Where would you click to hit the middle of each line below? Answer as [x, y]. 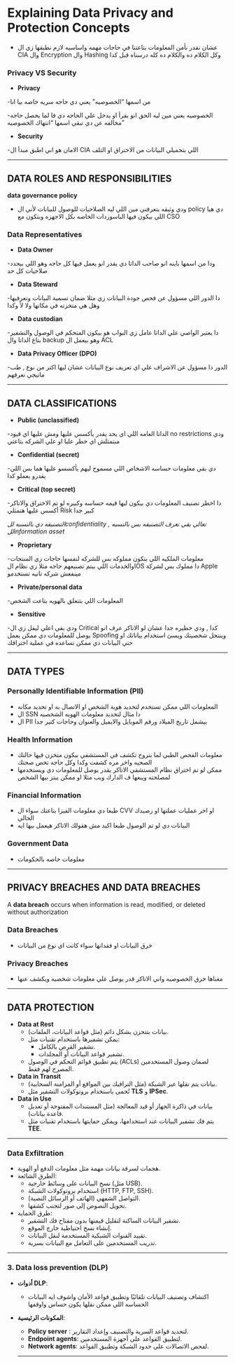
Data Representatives [45, 234]
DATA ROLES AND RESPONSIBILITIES [90, 178]
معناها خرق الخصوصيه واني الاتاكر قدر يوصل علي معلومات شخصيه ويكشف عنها [120, 978]
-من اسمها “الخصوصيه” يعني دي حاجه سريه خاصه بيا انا [79, 102]
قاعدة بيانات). [46, 1113]
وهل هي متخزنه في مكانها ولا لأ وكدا [54, 306]
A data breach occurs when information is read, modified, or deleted [106, 904]
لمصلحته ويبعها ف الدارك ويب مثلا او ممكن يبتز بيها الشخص [94, 777]
